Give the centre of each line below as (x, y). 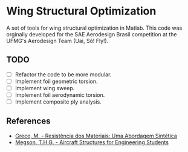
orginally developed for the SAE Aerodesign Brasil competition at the (92, 34)
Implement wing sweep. (45, 88)
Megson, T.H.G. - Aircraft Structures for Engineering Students (92, 142)
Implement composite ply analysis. (58, 102)
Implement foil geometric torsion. (56, 81)
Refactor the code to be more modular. (63, 74)
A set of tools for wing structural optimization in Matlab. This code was (94, 28)
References (28, 121)
